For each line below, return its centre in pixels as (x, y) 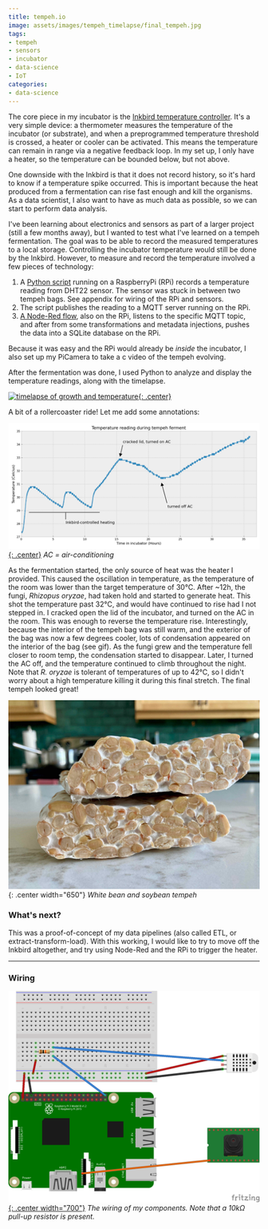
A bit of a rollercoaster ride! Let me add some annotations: (104, 412)
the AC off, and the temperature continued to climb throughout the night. (127, 663)
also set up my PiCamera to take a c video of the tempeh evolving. (117, 356)
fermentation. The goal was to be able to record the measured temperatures (133, 241)
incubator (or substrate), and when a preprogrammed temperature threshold (134, 133)
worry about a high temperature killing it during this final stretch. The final (129, 680)
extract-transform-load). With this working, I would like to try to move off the (134, 941)
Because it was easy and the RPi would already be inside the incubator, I (127, 348)
